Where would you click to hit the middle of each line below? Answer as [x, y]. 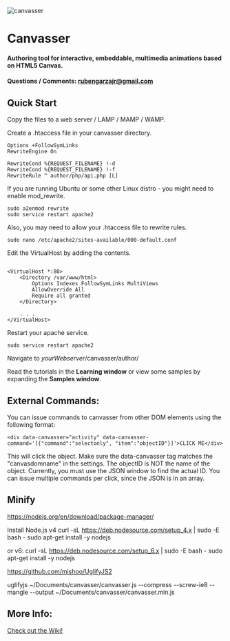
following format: [31, 424]
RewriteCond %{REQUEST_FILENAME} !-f [61, 170]
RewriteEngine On [32, 152]
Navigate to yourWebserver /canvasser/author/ [73, 358]
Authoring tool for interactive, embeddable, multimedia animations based [115, 58]
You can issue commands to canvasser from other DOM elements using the [114, 417]
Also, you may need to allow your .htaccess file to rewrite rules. [97, 227]
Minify [21, 500]
